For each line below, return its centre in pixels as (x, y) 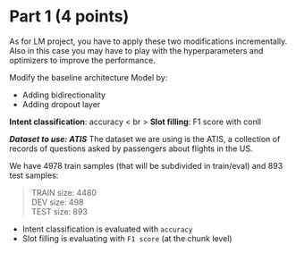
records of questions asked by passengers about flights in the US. (131, 148)
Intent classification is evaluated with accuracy (107, 229)
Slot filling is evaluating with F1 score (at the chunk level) (127, 238)
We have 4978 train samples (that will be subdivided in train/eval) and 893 (146, 165)
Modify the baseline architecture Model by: (89, 77)
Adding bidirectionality (63, 95)
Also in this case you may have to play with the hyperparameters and (136, 50)
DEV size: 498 (57, 202)
